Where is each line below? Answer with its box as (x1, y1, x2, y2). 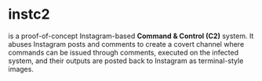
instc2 (8, 5, 50, 23)
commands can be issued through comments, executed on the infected (8, 48, 239, 57)
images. (8, 64, 34, 73)
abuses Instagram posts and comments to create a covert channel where (8, 39, 245, 48)
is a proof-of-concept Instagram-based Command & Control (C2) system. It (8, 31, 254, 40)
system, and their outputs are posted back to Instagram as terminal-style (8, 56, 244, 65)
